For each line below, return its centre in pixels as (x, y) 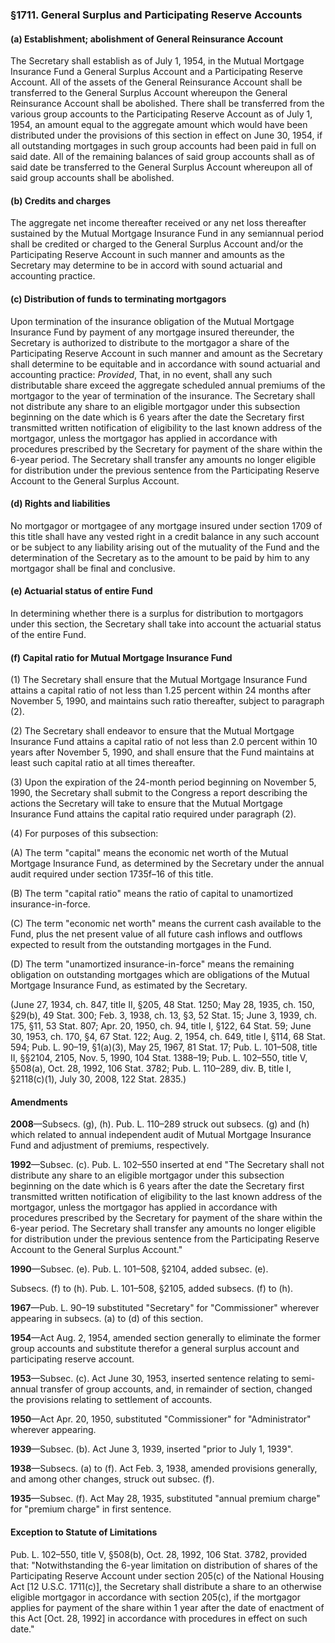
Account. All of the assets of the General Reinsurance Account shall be (156, 82)
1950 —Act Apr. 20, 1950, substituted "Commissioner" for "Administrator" (161, 1419)
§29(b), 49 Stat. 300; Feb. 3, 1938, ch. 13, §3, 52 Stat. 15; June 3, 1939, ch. (164, 1015)
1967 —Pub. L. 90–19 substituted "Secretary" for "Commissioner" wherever (165, 1308)
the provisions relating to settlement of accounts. (111, 1400)
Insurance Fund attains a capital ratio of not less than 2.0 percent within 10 (164, 742)
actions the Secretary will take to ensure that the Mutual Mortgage (146, 804)
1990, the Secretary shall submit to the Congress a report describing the (159, 793)
